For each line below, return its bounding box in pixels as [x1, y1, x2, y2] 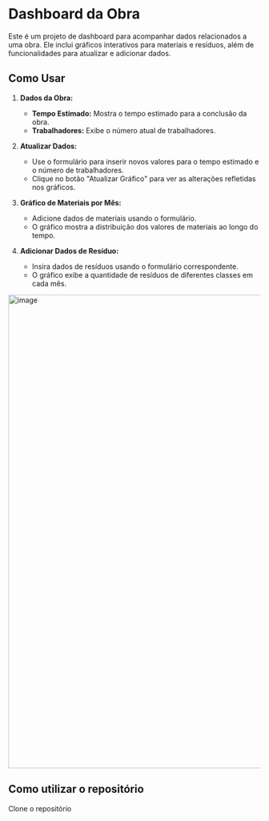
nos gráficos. [31, 182, 76, 192]
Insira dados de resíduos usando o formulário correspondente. [31, 262, 239, 271]
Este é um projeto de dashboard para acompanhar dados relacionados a [8, 31, 247, 41]
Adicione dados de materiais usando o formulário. [31, 213, 197, 223]
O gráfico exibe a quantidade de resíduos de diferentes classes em [31, 270, 254, 279]
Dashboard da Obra [8, 5, 140, 23]
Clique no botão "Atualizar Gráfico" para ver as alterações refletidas [31, 173, 256, 183]
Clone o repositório [8, 803, 72, 813]
